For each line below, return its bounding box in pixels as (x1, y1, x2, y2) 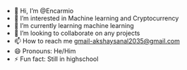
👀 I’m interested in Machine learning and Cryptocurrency (13, 14, 179, 22)
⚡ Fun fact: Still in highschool (13, 55, 99, 63)
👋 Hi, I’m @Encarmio (13, 7, 74, 15)
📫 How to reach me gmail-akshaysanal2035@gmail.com (13, 37, 180, 45)
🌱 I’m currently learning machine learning (13, 22, 134, 29)
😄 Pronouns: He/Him (13, 47, 76, 55)
